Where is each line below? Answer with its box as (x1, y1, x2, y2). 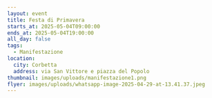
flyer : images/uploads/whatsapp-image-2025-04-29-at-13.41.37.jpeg (7, 81, 206, 88)
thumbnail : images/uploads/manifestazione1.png (7, 74, 147, 81)
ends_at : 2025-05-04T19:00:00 (7, 29, 95, 37)
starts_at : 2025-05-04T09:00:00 (7, 23, 100, 30)
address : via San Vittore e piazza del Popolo (13, 68, 150, 75)
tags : (7, 42, 23, 49)
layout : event (7, 10, 48, 17)
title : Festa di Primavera (7, 17, 85, 23)
